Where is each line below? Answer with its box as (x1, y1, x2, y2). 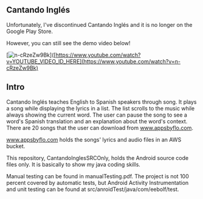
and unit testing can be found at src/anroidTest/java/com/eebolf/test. (6, 186, 179, 193)
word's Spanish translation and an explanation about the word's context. (6, 117, 188, 125)
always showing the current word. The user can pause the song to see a (6, 111, 187, 118)
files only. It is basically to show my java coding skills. (6, 161, 141, 168)
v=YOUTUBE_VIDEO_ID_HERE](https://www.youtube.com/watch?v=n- (6, 57, 181, 65)
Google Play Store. (6, 27, 53, 35)
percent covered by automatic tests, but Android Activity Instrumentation (6, 179, 189, 186)
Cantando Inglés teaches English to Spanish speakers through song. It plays (6, 98, 197, 106)
